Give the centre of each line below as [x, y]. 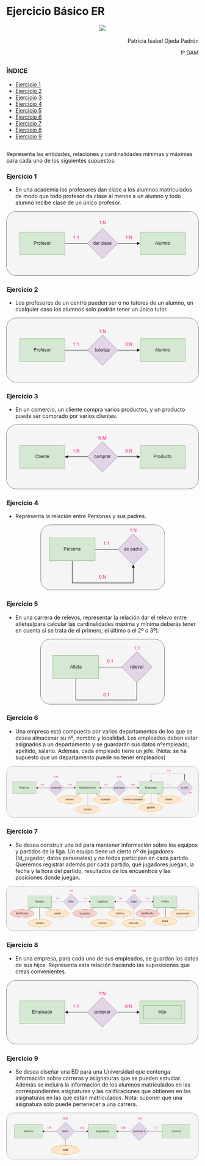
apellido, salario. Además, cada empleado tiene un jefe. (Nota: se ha [101, 751]
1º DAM [189, 53]
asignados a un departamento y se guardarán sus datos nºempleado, [102, 744]
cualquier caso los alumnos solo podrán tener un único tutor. [92, 310]
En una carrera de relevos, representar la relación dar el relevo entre [101, 617]
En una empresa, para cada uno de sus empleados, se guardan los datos [107, 958]
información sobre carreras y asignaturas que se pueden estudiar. [98, 1079]
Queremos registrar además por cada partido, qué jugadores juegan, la [104, 864]
